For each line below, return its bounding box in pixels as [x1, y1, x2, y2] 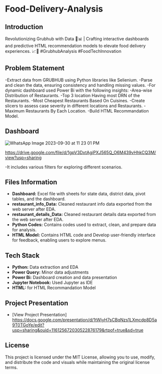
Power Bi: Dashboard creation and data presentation [12, 275, 118, 280]
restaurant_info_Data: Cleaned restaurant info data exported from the [12, 201, 152, 207]
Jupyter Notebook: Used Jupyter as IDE [12, 280, 93, 286]
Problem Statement [5, 64, 65, 72]
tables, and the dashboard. [12, 196, 66, 202]
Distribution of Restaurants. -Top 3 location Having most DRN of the [5, 92, 140, 98]
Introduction [5, 23, 44, 31]
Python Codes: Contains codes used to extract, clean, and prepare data [12, 222, 156, 228]
